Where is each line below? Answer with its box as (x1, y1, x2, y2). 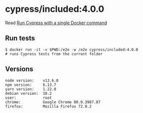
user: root (5, 95, 52, 100)
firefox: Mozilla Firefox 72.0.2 (5, 104, 92, 109)
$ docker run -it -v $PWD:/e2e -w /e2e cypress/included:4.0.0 (5, 47, 139, 52)
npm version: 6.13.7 (5, 82, 56, 87)
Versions (5, 65, 34, 74)
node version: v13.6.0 (5, 78, 58, 83)
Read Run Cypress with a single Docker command (5, 20, 107, 26)
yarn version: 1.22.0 (5, 86, 56, 92)
